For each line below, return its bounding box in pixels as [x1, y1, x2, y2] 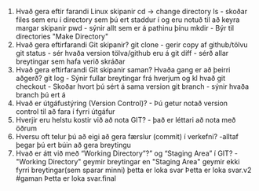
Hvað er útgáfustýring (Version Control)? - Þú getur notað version [15, 98, 228, 108]
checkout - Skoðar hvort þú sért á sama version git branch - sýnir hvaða [15, 82, 250, 91]
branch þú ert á [15, 90, 66, 99]
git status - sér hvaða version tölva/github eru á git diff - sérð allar [15, 49, 229, 57]
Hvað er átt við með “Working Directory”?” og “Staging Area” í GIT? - [15, 149, 238, 158]
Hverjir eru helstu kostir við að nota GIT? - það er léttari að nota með [15, 116, 236, 124]
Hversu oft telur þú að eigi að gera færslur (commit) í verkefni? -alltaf [15, 132, 239, 141]
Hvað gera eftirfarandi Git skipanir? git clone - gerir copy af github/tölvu [15, 40, 249, 50]
